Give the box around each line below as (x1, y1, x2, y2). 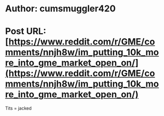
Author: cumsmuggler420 (5, 3, 116, 14)
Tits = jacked (5, 105, 32, 112)
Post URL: (5, 26, 46, 37)
